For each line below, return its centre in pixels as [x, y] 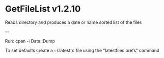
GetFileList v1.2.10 [43, 9]
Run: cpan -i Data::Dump [30, 41]
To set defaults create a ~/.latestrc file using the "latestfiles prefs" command [82, 50]
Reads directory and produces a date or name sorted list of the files [74, 22]
